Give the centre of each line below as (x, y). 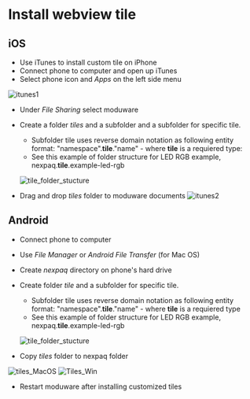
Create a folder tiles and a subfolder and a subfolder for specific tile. (130, 125)
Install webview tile (72, 15)
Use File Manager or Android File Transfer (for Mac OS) (110, 254)
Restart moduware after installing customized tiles (101, 386)
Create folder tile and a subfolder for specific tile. (99, 285)
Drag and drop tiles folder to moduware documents (103, 196)
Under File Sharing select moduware (79, 109)
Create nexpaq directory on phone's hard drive (96, 270)
